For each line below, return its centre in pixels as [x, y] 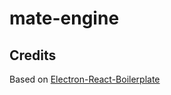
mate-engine [64, 18]
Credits [33, 55]
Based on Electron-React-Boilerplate [85, 79]
